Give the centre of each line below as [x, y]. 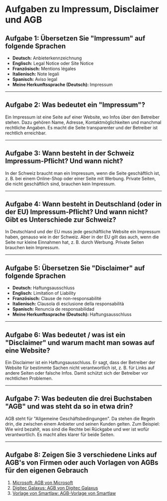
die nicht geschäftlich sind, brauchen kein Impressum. [60, 184]
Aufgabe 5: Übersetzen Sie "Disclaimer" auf [75, 268]
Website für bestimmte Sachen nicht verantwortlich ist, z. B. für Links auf [80, 368]
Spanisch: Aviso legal [35, 79]
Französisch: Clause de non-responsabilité [57, 299]
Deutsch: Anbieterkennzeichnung [47, 58]
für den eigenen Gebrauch [47, 471]
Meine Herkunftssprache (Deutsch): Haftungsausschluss [72, 314]
